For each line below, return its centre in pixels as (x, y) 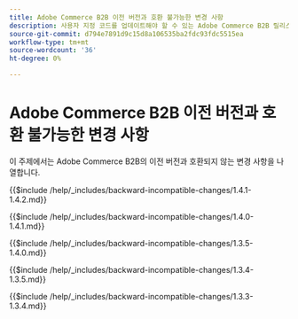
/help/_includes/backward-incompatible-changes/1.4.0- (152, 216)
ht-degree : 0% (35, 58)
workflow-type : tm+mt (49, 42)
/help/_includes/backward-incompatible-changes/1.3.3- (151, 296)
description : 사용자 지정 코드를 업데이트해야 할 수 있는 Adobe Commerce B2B (139, 26)
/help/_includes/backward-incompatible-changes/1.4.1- (150, 190)
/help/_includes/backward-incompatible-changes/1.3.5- (151, 243)
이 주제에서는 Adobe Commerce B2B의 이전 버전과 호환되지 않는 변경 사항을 (142, 161)
